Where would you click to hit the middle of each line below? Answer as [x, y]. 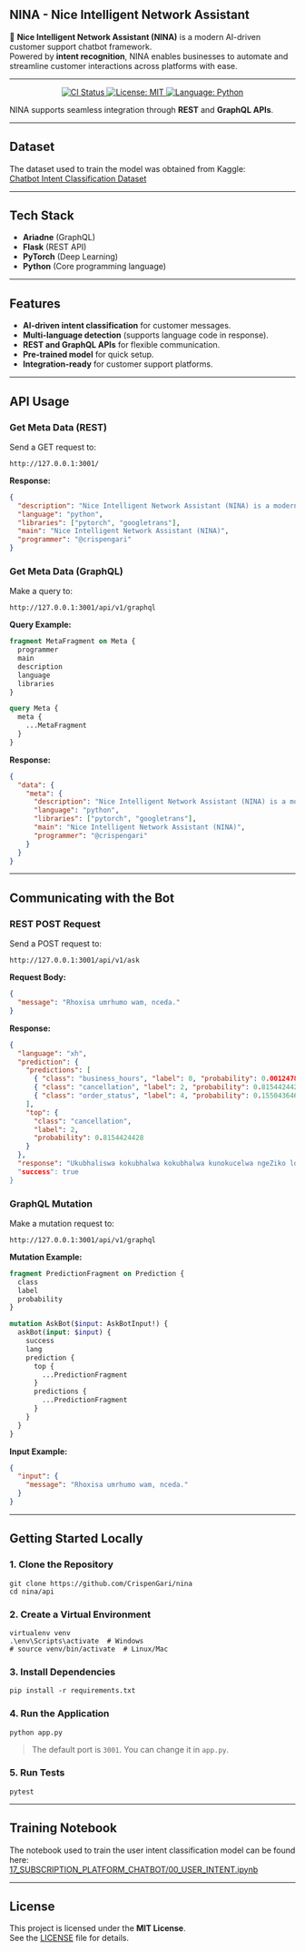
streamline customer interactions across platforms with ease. [123, 66]
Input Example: [39, 1451]
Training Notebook [64, 1828]
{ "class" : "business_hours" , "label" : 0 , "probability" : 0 [149, 1079]
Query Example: [40, 625]
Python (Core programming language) [94, 267]
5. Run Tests [37, 1773]
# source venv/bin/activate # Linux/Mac [89, 1649]
